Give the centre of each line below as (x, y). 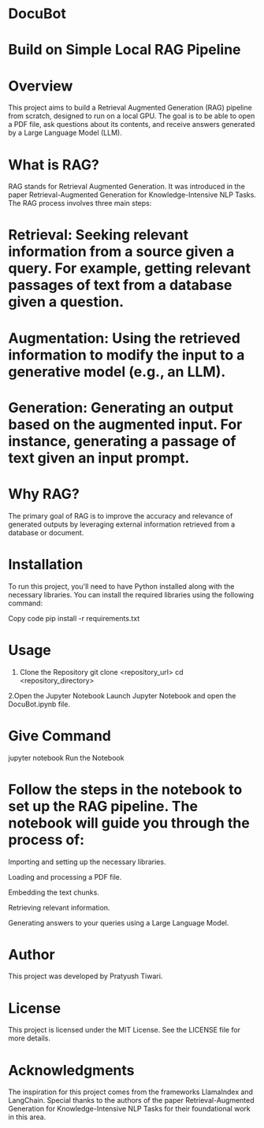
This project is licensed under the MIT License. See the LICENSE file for (125, 1030)
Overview (41, 86)
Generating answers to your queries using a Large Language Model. (119, 922)
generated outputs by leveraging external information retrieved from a (122, 524)
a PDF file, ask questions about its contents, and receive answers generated (132, 125)
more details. (30, 1038)
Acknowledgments (72, 1070)
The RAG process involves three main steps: (80, 203)
